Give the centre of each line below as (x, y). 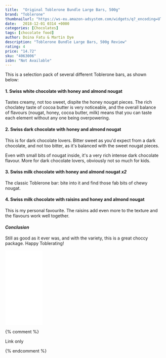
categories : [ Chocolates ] (32, 28)
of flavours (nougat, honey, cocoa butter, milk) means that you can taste (79, 113)
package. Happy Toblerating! (35, 243)
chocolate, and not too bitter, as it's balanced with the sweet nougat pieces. (82, 146)
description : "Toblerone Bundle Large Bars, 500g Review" (66, 42)
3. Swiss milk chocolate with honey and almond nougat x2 (66, 172)
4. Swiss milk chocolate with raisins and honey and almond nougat (75, 199)
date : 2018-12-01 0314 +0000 (37, 24)
